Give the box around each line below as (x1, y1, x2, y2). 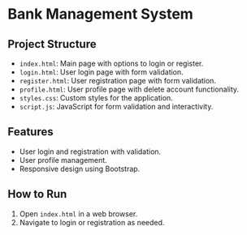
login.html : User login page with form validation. (19, 67, 184, 77)
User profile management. (19, 155, 107, 164)
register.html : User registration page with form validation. (19, 76, 217, 85)
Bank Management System (7, 5, 194, 23)
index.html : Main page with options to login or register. (19, 58, 204, 68)
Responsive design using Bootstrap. (19, 164, 141, 173)
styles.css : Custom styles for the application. (19, 93, 174, 102)
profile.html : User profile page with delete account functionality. (19, 84, 240, 94)
